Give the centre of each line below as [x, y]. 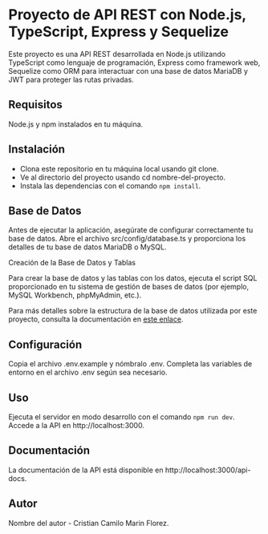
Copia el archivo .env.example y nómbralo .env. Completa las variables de [130, 364]
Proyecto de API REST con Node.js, [127, 15]
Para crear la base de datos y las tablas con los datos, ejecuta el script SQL [133, 278]
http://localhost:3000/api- [208, 470]
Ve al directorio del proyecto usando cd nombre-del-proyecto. [123, 177]
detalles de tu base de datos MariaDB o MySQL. [87, 247]
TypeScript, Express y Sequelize [118, 32]
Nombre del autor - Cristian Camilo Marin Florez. [89, 523]
